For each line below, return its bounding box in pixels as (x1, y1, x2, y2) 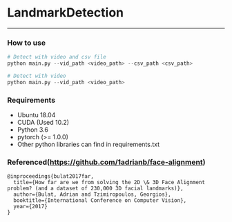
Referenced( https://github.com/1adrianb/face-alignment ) (7, 157, 206, 167)
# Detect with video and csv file (7, 54, 107, 61)
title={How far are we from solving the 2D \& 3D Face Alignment (13, 179, 206, 186)
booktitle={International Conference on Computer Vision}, (13, 197, 187, 204)
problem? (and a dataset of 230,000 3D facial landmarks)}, (7, 185, 184, 192)
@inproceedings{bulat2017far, (7, 173, 95, 180)
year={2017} (13, 203, 48, 210)
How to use (7, 38, 46, 48)
